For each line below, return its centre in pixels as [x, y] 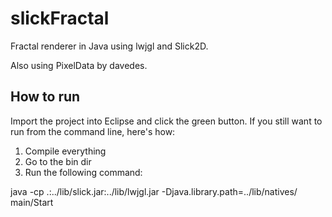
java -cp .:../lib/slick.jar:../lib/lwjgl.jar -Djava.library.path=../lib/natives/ [154, 191]
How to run [45, 97]
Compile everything [65, 151]
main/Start [32, 202]
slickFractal [60, 18]
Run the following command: [83, 172]
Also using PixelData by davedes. [79, 65]
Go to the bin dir [58, 161]
